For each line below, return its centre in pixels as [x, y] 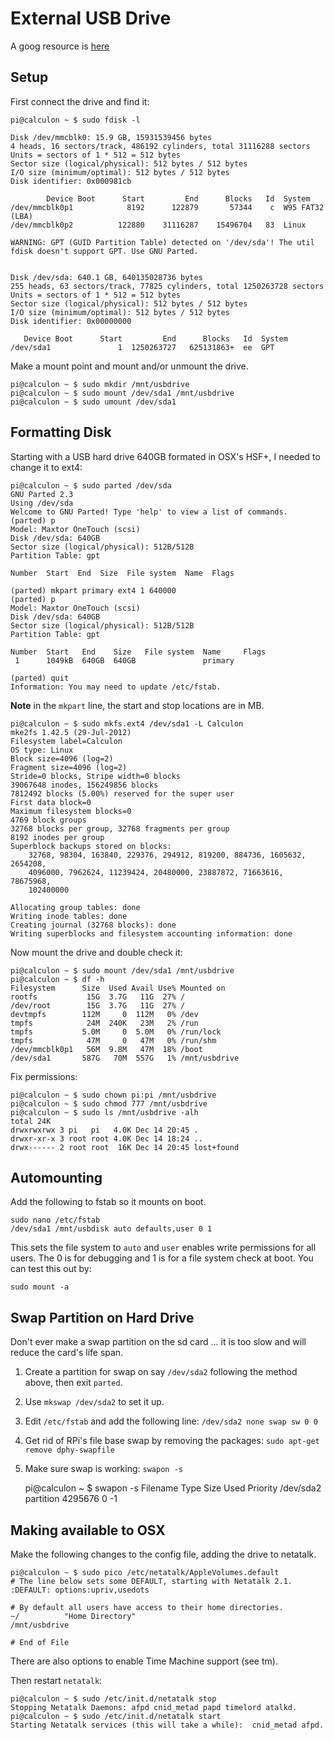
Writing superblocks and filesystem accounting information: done [151, 933]
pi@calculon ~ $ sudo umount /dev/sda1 [93, 402]
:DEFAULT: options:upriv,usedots [80, 1590]
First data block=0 [51, 802]
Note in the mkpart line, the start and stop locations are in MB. [137, 705]
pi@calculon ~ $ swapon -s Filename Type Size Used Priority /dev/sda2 [173, 1488]
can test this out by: [51, 1269]
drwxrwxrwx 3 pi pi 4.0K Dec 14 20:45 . [104, 1130]
